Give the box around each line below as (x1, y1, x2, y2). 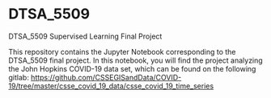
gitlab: (8, 72, 30, 82)
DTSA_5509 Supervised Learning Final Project (8, 31, 163, 41)
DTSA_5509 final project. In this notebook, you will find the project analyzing (8, 55, 263, 65)
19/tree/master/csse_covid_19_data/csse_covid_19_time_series (8, 81, 214, 91)
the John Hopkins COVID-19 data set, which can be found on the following (8, 63, 256, 73)
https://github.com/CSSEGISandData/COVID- (31, 72, 182, 82)
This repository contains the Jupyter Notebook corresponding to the (8, 47, 236, 56)
